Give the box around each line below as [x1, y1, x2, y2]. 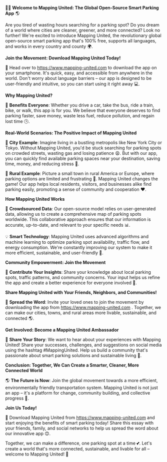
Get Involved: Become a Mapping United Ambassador [5, 327, 119, 333]
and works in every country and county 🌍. [5, 43, 93, 49]
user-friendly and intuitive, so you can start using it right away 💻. [5, 81, 140, 87]
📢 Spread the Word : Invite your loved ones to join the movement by [5, 299, 144, 305]
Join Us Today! [5, 405, 37, 411]
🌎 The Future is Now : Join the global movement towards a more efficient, [5, 378, 158, 383]
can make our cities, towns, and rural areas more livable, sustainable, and [5, 310, 156, 316]
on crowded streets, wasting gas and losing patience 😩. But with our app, [5, 150, 157, 156]
